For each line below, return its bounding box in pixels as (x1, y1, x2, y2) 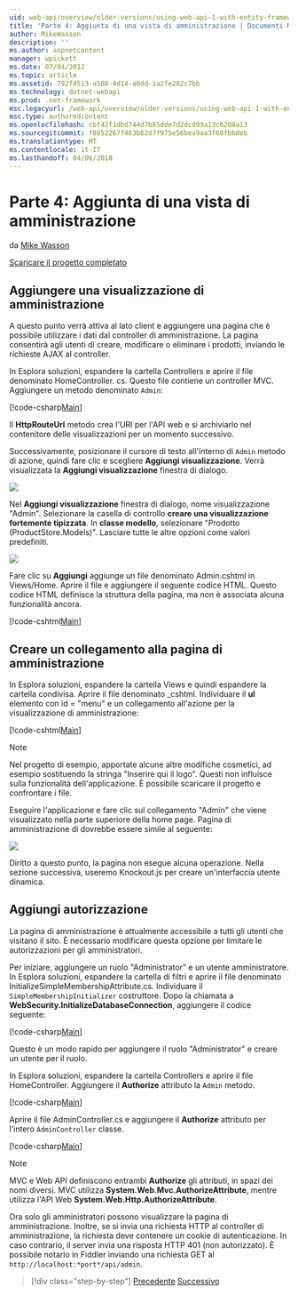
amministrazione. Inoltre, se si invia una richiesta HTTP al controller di (9, 1220, 264, 1231)
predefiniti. (9, 537, 49, 548)
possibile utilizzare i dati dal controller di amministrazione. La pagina (9, 330, 259, 340)
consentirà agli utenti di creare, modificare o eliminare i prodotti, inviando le (9, 340, 286, 350)
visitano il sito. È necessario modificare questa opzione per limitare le (9, 935, 263, 946)
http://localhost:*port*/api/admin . (9, 1259, 144, 1269)
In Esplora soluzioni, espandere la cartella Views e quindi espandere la (9, 679, 267, 690)
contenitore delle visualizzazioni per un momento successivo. (9, 428, 235, 440)
